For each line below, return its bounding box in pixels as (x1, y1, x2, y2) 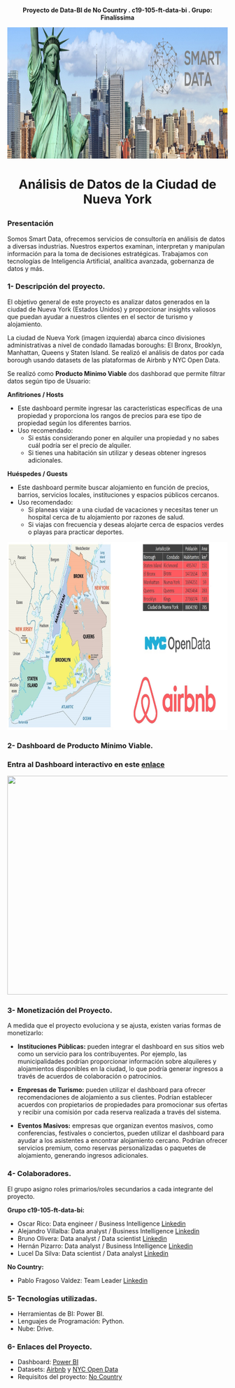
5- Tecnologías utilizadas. (7, 1294, 98, 1303)
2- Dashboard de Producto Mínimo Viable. (7, 741, 153, 750)
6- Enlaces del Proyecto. (7, 1342, 92, 1352)
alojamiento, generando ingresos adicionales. (17, 1151, 149, 1160)
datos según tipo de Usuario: (7, 377, 91, 385)
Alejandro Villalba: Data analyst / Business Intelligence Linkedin (17, 1226, 200, 1235)
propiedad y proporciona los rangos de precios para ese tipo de (17, 411, 201, 419)
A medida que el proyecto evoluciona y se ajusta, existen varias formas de (7, 1021, 222, 1030)
